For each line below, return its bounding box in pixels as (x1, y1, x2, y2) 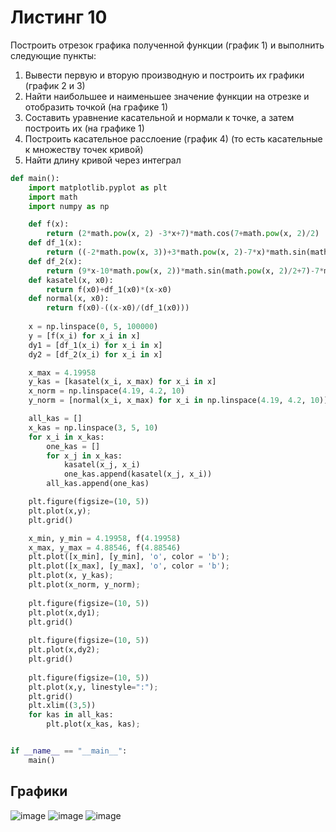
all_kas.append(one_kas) (46, 479, 150, 489)
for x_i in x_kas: (28, 432, 105, 442)
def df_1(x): (28, 238, 83, 248)
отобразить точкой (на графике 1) (24, 101, 169, 113)
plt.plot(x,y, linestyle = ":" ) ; (28, 682, 159, 692)
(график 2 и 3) (24, 79, 86, 91)
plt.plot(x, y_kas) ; (28, 571, 114, 581)
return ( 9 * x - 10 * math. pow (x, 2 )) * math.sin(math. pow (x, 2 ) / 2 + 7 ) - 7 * (46, 266, 325, 276)
